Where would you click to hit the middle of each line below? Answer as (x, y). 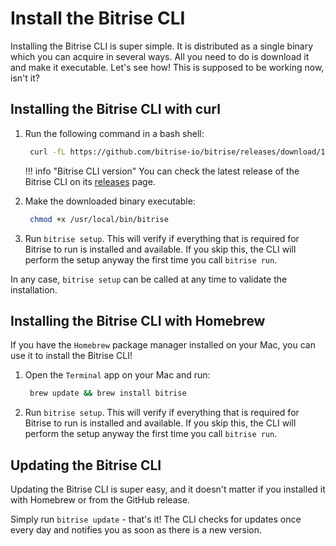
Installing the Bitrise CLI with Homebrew (138, 320)
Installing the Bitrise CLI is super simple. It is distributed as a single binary (162, 46)
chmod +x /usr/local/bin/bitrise (99, 219)
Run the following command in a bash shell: (114, 133)
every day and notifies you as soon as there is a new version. (136, 530)
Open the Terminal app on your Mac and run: (117, 375)
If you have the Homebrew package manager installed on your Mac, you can (163, 345)
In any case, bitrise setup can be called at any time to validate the (149, 279)
